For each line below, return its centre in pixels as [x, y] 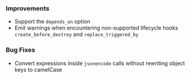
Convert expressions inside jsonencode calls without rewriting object [100, 63]
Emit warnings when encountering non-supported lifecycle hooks [96, 28]
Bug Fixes [21, 50]
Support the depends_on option [52, 22]
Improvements [28, 8]
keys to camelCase [38, 69]
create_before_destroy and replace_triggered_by [76, 34]
